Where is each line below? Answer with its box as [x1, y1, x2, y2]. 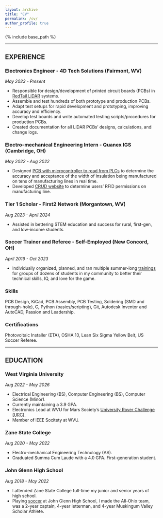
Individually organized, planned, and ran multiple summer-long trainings [12, 265, 156, 271]
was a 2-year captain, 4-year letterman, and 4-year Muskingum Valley [12, 503, 153, 509]
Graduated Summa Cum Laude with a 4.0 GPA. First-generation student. [12, 455, 157, 461]
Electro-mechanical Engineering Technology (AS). [12, 450, 113, 456]
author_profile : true [5, 20, 49, 26]
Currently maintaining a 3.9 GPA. [12, 402, 78, 407]
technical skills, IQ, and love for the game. [12, 276, 96, 281]
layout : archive [5, 7, 38, 12]
